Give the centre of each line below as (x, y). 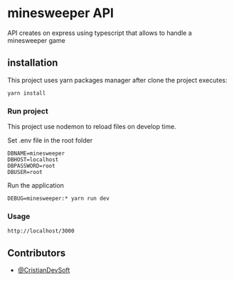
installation (33, 63)
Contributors (37, 253)
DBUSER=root (25, 173)
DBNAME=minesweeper (36, 154)
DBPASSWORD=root (31, 166)
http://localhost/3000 (41, 231)
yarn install (27, 93)
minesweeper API (60, 13)
